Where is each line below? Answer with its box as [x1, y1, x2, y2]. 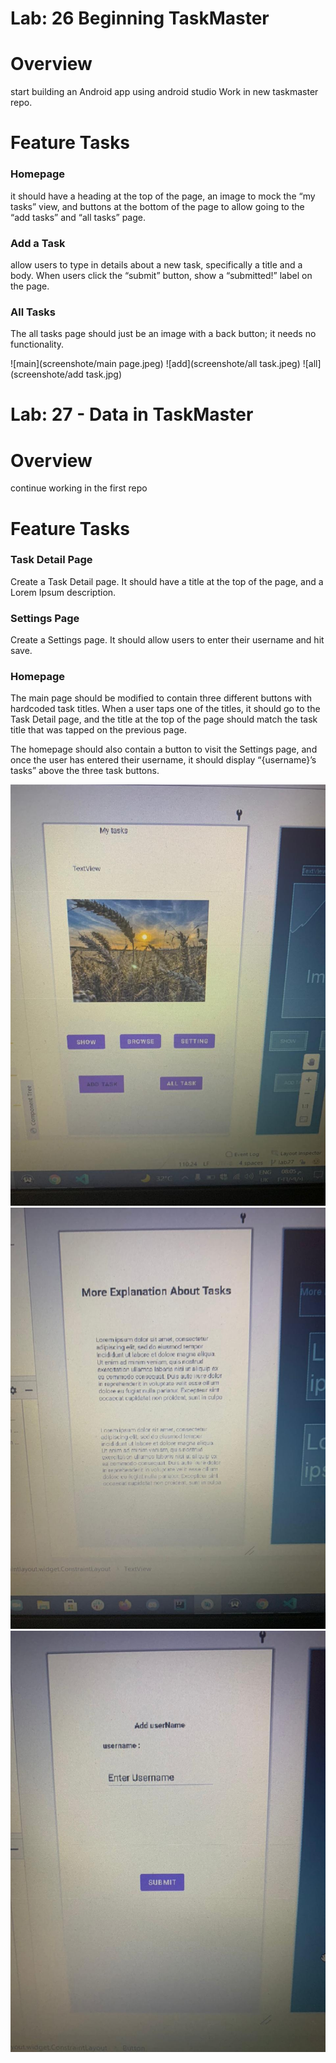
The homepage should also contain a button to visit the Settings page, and [10, 743, 318, 756]
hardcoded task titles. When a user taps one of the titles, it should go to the [10, 703, 321, 715]
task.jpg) [85, 368, 123, 381]
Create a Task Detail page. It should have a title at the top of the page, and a [10, 575, 324, 587]
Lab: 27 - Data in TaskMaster [10, 403, 254, 426]
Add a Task [10, 236, 66, 250]
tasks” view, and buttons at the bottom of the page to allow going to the [10, 200, 305, 212]
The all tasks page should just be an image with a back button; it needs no [10, 328, 317, 340]
